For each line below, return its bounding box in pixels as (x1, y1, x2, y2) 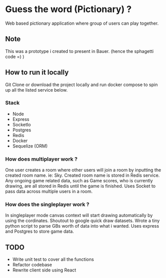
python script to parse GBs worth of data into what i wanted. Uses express (5, 223, 159, 229)
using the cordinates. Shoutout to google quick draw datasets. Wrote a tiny (5, 218, 160, 224)
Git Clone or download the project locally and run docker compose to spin (5, 82, 158, 88)
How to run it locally (5, 68, 69, 77)
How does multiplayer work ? (5, 155, 78, 162)
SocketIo (12, 121, 31, 127)
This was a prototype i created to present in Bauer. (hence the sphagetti (5, 48, 154, 54)
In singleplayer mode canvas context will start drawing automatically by (5, 213, 153, 219)
